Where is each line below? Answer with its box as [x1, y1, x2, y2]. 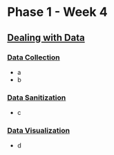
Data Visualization [7, 126, 70, 136]
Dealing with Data [7, 32, 85, 44]
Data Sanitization [7, 93, 66, 102]
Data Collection [7, 53, 60, 62]
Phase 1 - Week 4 [7, 4, 108, 20]
